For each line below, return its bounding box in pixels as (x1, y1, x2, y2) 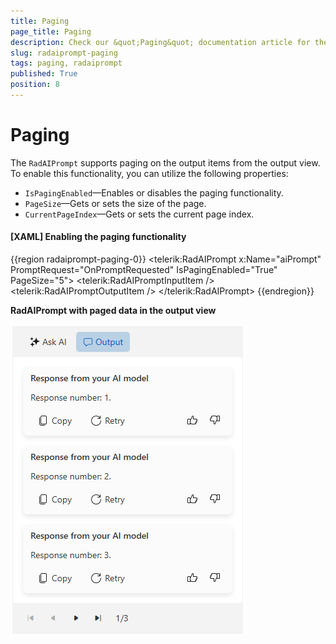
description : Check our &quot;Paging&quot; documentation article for (10, 37, 311, 47)
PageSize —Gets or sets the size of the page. (24, 197, 207, 209)
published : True (10, 69, 78, 79)
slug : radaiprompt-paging (10, 48, 118, 58)
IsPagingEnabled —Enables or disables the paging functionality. (24, 186, 284, 199)
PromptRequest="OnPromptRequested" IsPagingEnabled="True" (10, 264, 278, 276)
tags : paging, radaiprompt (10, 58, 123, 69)
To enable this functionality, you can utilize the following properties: (10, 167, 289, 179)
